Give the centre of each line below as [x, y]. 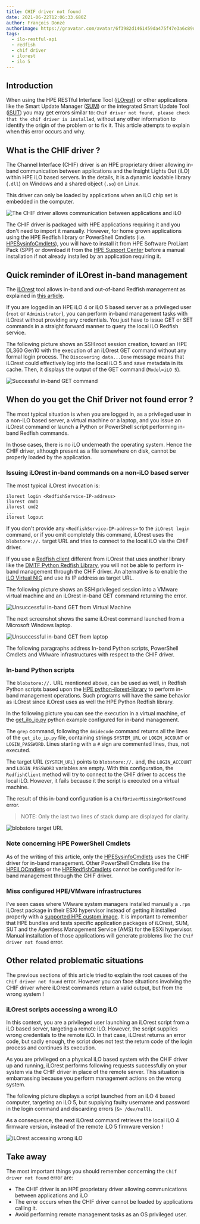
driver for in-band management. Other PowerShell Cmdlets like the [88, 863]
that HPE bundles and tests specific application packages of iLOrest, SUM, [98, 923]
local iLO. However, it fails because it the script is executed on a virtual [93, 781]
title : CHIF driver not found [44, 12]
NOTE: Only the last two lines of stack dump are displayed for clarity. [105, 817]
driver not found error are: [40, 1178]
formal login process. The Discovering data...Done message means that [95, 356]
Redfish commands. [45, 433]
